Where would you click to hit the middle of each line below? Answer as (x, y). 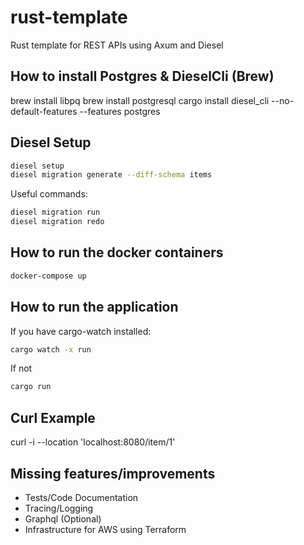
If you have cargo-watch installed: (81, 331)
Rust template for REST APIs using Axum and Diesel (117, 45)
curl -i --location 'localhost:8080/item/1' (93, 442)
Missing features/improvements (113, 473)
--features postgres (120, 111)
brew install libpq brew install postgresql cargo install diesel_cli (140, 100)
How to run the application (94, 307)
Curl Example (53, 417)
